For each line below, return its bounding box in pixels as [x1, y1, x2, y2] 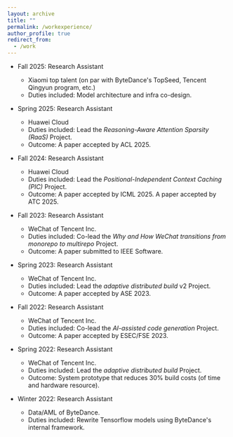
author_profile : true [7, 30, 71, 37]
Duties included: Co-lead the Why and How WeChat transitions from [27, 233, 227, 240]
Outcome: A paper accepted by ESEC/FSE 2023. [27, 332, 168, 339]
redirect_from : [7, 37, 52, 44]
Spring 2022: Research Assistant [17, 345, 113, 353]
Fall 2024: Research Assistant [17, 154, 104, 162]
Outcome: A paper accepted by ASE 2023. [27, 289, 151, 297]
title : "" [7, 17, 36, 24]
